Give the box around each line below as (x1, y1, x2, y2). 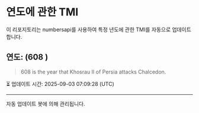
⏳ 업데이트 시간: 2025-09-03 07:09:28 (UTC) (6, 80, 114, 87)
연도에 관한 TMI (6, 5, 79, 19)
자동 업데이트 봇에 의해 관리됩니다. (6, 100, 85, 107)
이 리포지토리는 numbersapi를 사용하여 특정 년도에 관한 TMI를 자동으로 (6, 26, 171, 33)
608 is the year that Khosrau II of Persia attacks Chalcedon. (20, 68, 166, 75)
